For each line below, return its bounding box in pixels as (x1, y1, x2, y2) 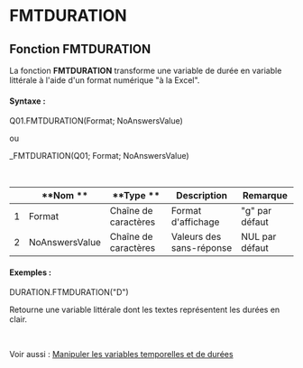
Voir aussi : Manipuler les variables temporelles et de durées (9, 349, 234, 360)
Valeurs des (170, 231, 222, 244)
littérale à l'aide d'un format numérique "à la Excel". (9, 75, 200, 86)
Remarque (242, 189, 289, 202)
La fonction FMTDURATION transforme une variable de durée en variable (9, 65, 282, 76)
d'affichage (170, 216, 220, 228)
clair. (9, 314, 28, 325)
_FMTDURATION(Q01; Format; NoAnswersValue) (9, 151, 189, 161)
